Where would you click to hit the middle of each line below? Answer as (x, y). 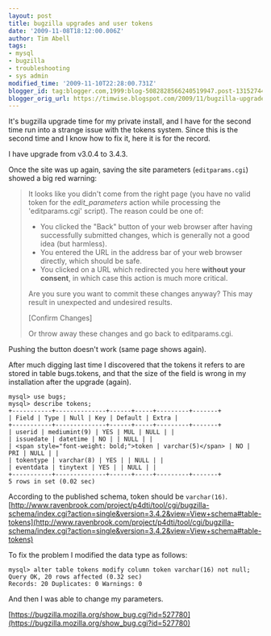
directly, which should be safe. (91, 261)
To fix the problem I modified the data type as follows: (98, 555)
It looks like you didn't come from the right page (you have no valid (139, 194)
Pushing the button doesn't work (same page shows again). (108, 349)
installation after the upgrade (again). (70, 382)
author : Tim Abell (39, 38)
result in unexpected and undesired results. (100, 303)
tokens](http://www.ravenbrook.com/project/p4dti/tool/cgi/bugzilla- (121, 522)
